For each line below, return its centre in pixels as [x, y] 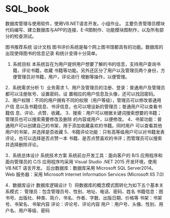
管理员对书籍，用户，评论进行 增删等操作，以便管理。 [73, 77]
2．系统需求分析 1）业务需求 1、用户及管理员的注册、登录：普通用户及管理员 [85, 87]
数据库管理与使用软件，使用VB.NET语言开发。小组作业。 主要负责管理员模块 [85, 23]
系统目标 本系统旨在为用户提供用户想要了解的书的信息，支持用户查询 [84, 64]
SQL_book [27, 9]
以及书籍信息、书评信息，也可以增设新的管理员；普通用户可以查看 [89, 106]
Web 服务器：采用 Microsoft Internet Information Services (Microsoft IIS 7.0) [84, 174]
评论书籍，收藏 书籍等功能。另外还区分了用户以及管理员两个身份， [91, 70]
